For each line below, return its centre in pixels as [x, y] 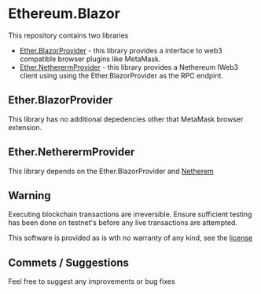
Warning [29, 196]
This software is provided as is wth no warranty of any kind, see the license [130, 238]
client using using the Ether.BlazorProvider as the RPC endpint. [121, 75]
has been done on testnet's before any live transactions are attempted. [123, 223]
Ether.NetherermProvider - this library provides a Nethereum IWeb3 [129, 67]
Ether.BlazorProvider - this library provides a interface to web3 [121, 50]
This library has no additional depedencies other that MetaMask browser [126, 119]
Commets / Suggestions [69, 262]
